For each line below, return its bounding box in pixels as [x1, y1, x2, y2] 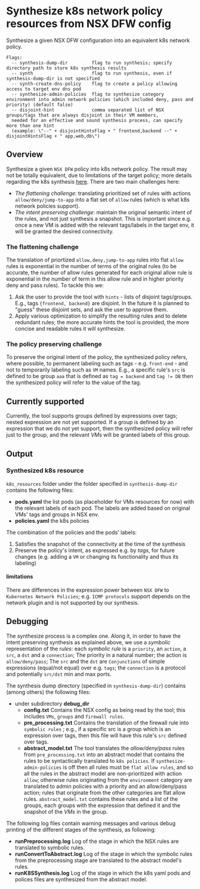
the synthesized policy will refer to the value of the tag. [6, 379, 141, 386]
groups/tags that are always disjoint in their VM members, [6, 112, 159, 118]
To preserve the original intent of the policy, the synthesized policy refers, [6, 354, 188, 361]
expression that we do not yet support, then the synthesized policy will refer [6, 425, 193, 432]
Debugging [6, 616, 49, 626]
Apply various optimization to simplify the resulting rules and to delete [14, 312, 187, 319]
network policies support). [14, 202, 80, 209]
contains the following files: [6, 486, 74, 494]
